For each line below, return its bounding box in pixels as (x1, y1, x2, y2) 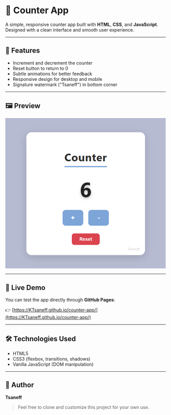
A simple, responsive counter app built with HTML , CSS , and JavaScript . (5, 21, 159, 27)
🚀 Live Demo (5, 283, 46, 292)
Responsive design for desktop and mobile (12, 76, 103, 82)
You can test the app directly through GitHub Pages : (5, 297, 116, 303)
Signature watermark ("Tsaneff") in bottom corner (12, 81, 118, 87)
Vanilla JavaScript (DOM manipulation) (12, 361, 94, 367)
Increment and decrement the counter (12, 60, 93, 66)
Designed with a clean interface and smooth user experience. (5, 26, 135, 33)
